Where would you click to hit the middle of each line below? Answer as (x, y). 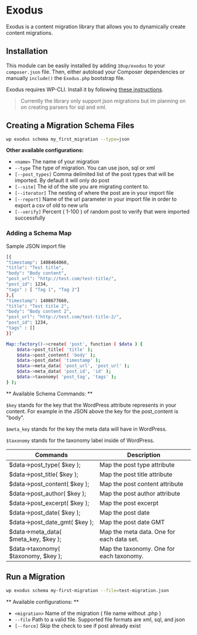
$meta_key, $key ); (35, 539)
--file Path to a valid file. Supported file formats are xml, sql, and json (100, 619)
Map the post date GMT (132, 522)
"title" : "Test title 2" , (38, 306)
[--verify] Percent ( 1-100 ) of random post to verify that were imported (102, 212)
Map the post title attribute (136, 474)
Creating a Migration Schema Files (70, 126)
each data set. (119, 539)
